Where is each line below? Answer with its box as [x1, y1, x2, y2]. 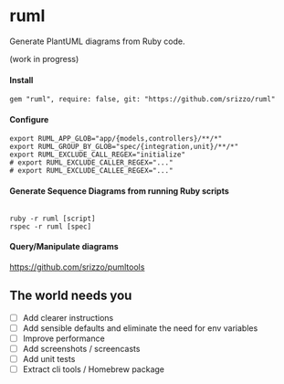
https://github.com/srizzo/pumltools [9, 261, 145, 272]
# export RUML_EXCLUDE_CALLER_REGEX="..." [9, 158, 174, 167]
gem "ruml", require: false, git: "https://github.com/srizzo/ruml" [9, 95, 276, 104]
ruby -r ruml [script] [9, 214, 96, 223]
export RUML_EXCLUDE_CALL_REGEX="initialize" [9, 150, 185, 160]
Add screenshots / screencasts [22, 343, 141, 354]
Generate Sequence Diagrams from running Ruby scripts [9, 185, 230, 197]
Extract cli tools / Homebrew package [22, 363, 164, 375]
